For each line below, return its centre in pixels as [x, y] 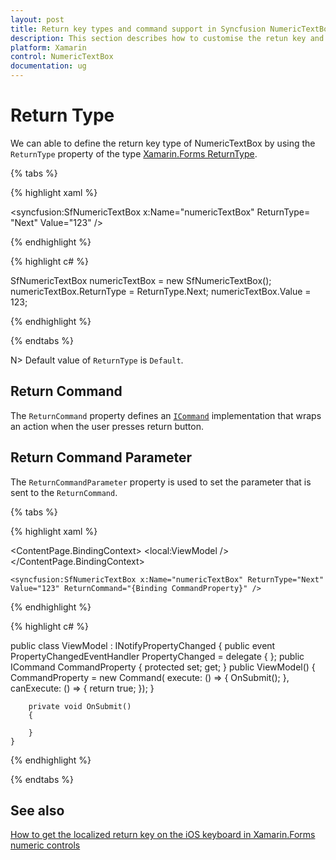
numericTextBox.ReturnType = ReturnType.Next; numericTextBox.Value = [161, 291]
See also [37, 810]
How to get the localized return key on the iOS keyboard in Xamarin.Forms [163, 835]
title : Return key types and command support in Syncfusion [138, 29]
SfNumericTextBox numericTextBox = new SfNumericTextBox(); [141, 280]
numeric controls [45, 845]
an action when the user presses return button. [107, 426]
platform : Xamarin [48, 47]
